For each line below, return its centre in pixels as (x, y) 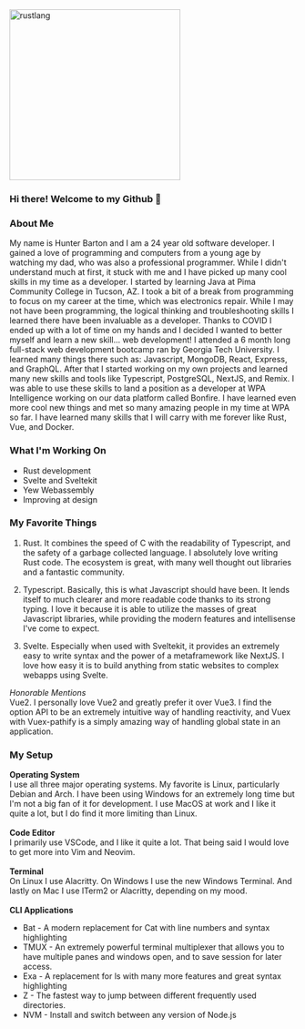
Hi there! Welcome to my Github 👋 (86, 199)
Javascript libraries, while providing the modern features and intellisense (159, 618)
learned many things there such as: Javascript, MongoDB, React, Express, (148, 360)
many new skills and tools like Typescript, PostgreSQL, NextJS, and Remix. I (152, 379)
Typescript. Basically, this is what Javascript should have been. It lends (156, 589)
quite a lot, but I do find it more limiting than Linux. (103, 813)
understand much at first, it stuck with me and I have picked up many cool (148, 272)
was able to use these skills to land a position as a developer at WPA (137, 388)
